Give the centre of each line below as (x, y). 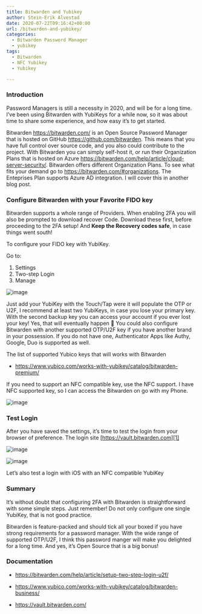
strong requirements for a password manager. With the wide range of (93, 533)
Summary (21, 489)
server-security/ (26, 165)
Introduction (25, 95)
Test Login (22, 418)
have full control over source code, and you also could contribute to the (95, 145)
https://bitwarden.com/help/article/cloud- (132, 158)
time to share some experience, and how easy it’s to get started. (86, 121)
